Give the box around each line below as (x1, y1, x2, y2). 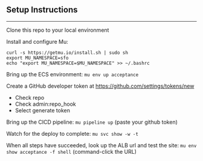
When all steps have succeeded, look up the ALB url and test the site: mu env (6, 141, 197, 149)
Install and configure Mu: (6, 38, 68, 45)
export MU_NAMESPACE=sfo (6, 55, 69, 61)
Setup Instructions (6, 5, 78, 15)
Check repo (14, 94, 45, 101)
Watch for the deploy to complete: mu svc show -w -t (6, 130, 139, 137)
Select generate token (14, 106, 71, 114)
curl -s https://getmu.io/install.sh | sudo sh (6, 49, 129, 56)
